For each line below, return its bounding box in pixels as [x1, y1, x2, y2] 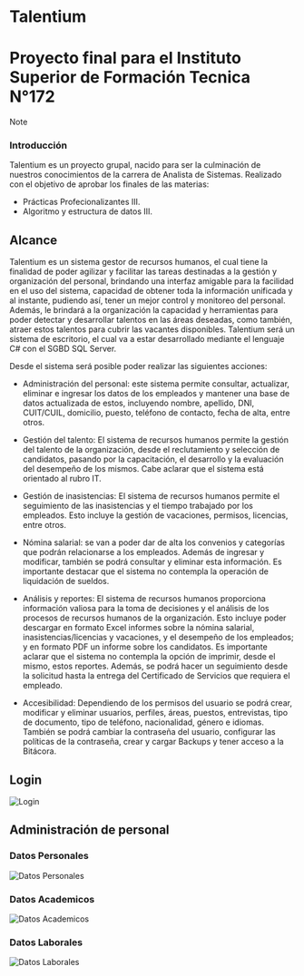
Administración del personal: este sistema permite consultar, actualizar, [22, 378, 290, 389]
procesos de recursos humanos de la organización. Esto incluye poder [22, 612, 287, 623]
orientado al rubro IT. [22, 473, 102, 484]
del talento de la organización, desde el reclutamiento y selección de [22, 444, 280, 455]
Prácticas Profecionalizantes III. [22, 197, 141, 208]
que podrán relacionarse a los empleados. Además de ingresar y [22, 547, 265, 558]
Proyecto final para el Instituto [9, 48, 242, 69]
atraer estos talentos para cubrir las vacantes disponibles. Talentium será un [9, 324, 295, 335]
